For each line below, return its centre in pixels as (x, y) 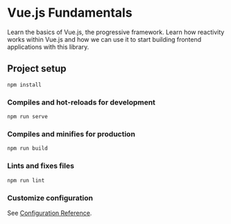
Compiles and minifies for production (71, 134)
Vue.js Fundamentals (70, 13)
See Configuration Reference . (50, 213)
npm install (24, 85)
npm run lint (26, 180)
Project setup (37, 69)
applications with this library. (48, 47)
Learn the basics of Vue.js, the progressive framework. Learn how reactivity (116, 32)
